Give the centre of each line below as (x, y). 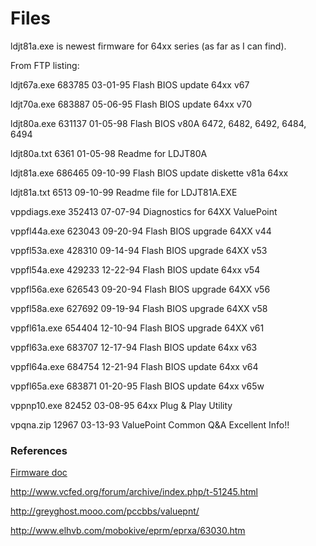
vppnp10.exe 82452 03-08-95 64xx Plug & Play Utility (121, 405)
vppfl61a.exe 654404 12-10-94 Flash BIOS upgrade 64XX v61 (137, 328)
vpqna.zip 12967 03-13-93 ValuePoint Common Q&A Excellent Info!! (150, 424)
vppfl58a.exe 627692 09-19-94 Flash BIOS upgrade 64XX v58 (139, 308)
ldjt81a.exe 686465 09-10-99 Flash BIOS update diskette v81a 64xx (149, 173)
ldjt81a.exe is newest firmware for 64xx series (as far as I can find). (148, 46)
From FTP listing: (45, 65)
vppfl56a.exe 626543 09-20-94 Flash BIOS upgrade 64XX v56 (140, 289)
